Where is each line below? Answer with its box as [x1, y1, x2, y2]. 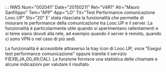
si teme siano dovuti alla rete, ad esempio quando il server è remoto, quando [5, 31, 162, 36]
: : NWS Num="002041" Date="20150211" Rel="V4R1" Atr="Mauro [5, 4, 140, 10]
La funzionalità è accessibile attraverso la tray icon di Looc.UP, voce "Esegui [5, 46, 162, 51]
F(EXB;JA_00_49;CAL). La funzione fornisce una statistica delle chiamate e [5, 56, 158, 62]
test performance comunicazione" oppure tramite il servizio [5, 51, 127, 57]
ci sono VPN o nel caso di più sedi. [5, 36, 76, 42]
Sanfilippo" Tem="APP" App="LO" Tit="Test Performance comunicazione [5, 9, 155, 15]
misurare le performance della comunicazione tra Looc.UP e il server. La [5, 20, 153, 26]
